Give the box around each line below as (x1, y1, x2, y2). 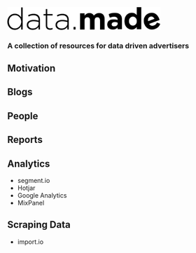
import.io (17, 238, 44, 246)
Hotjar (17, 184, 36, 192)
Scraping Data (7, 219, 71, 231)
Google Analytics (17, 191, 67, 200)
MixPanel (17, 199, 45, 207)
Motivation (7, 62, 56, 74)
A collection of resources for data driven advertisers (7, 41, 190, 50)
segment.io (17, 177, 50, 185)
